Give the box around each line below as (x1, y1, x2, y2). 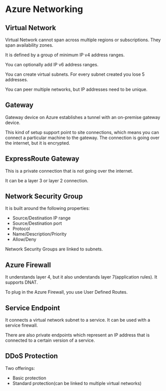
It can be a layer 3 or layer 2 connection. (5, 177, 88, 184)
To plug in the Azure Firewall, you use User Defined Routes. (5, 289, 128, 295)
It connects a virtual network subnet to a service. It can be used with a (5, 317, 150, 323)
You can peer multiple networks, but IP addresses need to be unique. (5, 86, 147, 92)
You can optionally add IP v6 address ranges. (5, 62, 98, 67)
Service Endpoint (5, 304, 60, 312)
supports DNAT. (5, 280, 38, 286)
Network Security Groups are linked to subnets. (5, 246, 103, 252)
